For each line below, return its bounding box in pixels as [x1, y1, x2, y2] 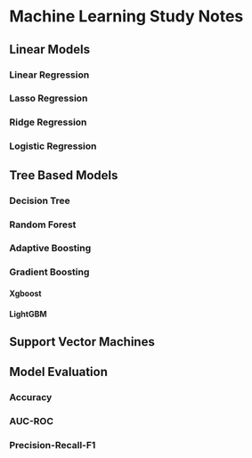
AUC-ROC [9, 415, 54, 428]
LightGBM [9, 308, 47, 319]
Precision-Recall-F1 [9, 439, 96, 452]
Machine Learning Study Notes [9, 6, 244, 27]
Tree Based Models [9, 168, 118, 183]
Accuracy [9, 391, 53, 404]
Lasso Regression [9, 92, 88, 104]
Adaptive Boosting [9, 242, 92, 255]
